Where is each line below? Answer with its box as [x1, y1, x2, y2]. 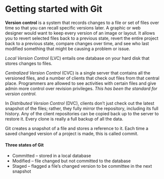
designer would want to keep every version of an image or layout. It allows [5, 30, 155, 36]
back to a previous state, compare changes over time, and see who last [5, 40, 149, 46]
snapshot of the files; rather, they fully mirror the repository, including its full [5, 105, 159, 111]
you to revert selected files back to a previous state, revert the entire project [5, 35, 159, 41]
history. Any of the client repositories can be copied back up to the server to [5, 110, 159, 116]
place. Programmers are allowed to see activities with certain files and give [5, 80, 157, 86]
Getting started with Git [5, 3, 103, 15]
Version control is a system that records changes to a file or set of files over [5, 20, 159, 26]
